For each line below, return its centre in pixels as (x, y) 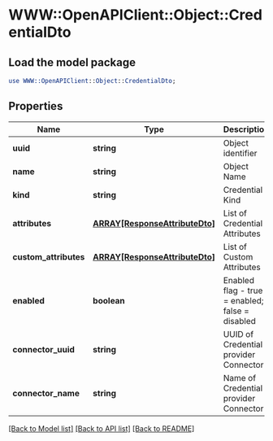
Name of (240, 378)
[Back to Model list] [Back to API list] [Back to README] (102, 428)
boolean (109, 300)
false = (236, 311)
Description (246, 129)
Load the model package (72, 62)
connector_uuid (44, 349)
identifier (240, 153)
